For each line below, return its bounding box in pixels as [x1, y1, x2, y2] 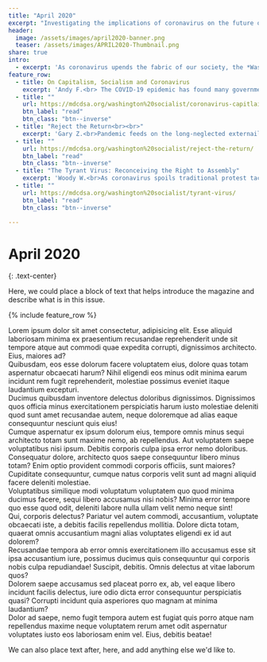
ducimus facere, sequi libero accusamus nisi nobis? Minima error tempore [8, 494, 250, 505]
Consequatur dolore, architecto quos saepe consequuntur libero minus [8, 452, 240, 462]
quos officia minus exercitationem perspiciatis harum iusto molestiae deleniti [8, 402, 259, 412]
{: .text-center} [8, 271, 57, 281]
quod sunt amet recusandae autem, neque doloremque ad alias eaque [8, 410, 238, 420]
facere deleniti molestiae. [8, 478, 91, 487]
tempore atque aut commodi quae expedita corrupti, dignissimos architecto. [8, 343, 257, 352]
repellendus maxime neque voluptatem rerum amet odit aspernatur [8, 621, 228, 631]
